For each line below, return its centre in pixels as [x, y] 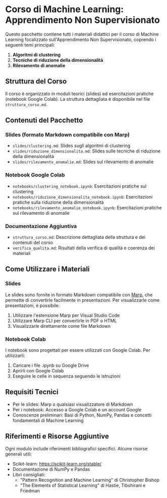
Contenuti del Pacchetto [44, 120]
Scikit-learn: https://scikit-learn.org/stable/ [57, 464]
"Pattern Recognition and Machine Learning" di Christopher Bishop [90, 480]
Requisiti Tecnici [32, 392]
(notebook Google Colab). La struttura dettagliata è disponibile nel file [78, 99]
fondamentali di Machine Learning [48, 420]
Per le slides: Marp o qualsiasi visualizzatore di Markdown [73, 404]
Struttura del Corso [36, 81]
